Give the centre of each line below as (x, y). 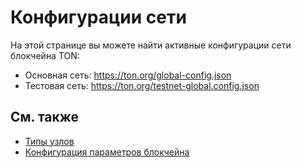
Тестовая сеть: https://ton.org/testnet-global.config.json (142, 85)
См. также (45, 117)
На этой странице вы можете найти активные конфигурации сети (151, 45)
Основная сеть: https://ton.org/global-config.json (128, 75)
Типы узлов (49, 141)
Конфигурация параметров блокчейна (107, 152)
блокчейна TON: (45, 55)
